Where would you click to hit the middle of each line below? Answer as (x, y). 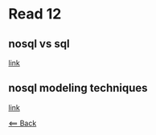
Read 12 (35, 14)
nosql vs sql (39, 44)
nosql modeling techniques (78, 88)
